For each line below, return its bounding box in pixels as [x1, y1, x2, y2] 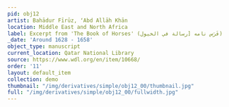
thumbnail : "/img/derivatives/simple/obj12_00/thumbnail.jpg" [7, 82, 194, 89]
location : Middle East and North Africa [7, 23, 129, 30]
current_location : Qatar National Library [7, 50, 134, 57]
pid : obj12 [7, 10, 40, 18]
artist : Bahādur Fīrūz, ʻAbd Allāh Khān [7, 17, 129, 24]
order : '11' [7, 63, 42, 70]
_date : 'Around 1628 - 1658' [7, 37, 93, 44]
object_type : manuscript [7, 43, 81, 50]
